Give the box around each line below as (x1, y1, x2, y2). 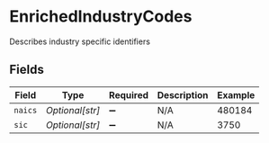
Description (157, 88, 209, 101)
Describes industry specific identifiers (9, 36, 151, 47)
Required (109, 88, 149, 101)
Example (217, 88, 256, 101)
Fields (9, 62, 45, 77)
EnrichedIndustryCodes (9, 6, 193, 27)
